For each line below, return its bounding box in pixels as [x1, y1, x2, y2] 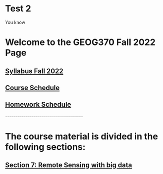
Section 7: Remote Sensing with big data [5, 161, 132, 170]
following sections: [5, 141, 86, 152]
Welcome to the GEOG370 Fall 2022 [5, 37, 156, 48]
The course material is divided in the [5, 130, 159, 142]
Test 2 [5, 3, 31, 14]
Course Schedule [5, 84, 60, 92]
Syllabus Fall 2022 [5, 67, 63, 75]
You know [5, 19, 26, 25]
